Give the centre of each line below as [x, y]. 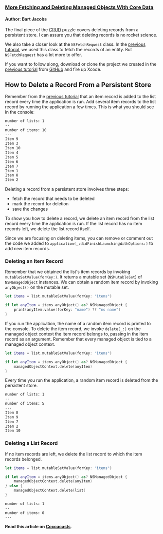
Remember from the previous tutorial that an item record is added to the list [81, 96]
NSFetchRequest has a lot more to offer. [44, 55]
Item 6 [12, 162]
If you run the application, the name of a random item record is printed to [78, 323]
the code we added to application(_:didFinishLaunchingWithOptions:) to [79, 243]
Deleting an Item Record [34, 261]
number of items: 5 [25, 404]
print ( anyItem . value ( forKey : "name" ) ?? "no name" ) [67, 310]
